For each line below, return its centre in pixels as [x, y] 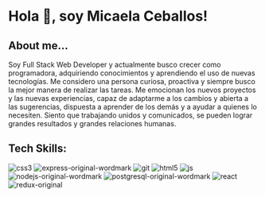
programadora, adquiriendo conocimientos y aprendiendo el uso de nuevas [132, 73]
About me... [39, 46]
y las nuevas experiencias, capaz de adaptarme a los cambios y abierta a [129, 98]
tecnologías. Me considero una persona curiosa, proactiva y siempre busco [132, 81]
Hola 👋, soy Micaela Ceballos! [108, 16]
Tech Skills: [38, 149]
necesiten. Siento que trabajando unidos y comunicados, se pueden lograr [131, 115]
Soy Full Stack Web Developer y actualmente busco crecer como [115, 64]
